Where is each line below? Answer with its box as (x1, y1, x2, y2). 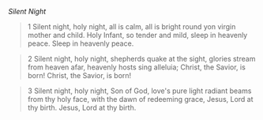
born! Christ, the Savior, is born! (27, 71, 132, 80)
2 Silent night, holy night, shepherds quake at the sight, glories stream (27, 54, 256, 63)
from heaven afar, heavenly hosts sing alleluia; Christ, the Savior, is (27, 62, 246, 72)
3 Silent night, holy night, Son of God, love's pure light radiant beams (27, 86, 252, 96)
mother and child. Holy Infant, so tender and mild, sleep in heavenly (27, 31, 248, 39)
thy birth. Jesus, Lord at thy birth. (27, 103, 137, 112)
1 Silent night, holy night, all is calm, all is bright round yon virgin (27, 22, 236, 31)
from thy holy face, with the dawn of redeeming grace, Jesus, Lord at (27, 95, 254, 103)
